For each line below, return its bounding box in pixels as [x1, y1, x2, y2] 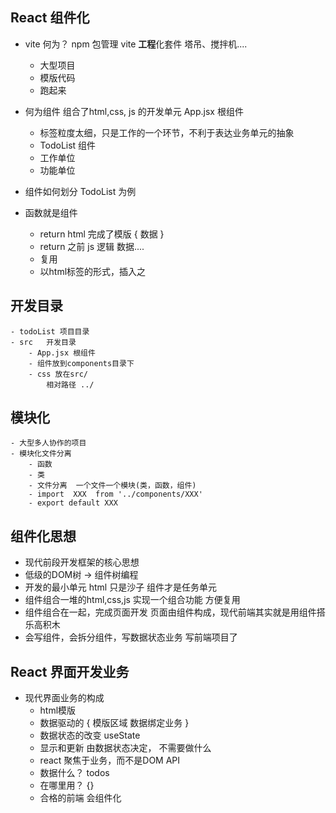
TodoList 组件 [39, 139, 97, 151]
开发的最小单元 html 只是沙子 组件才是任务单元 [24, 581, 218, 593]
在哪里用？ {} [39, 779, 95, 792]
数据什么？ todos [39, 767, 110, 779]
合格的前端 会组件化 [39, 792, 122, 804]
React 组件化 [10, 9, 90, 27]
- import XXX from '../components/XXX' [28, 489, 203, 500]
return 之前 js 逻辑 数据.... [39, 240, 145, 252]
